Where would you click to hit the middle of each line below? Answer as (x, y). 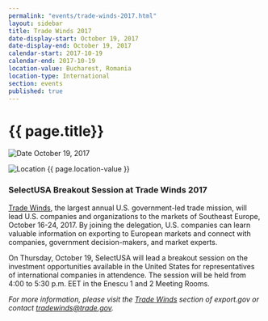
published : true (36, 91)
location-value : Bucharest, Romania (70, 69)
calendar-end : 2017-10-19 (52, 61)
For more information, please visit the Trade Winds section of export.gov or (134, 299)
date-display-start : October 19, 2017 (73, 38)
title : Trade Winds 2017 (50, 31)
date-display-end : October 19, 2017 (70, 46)
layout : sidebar (36, 23)
